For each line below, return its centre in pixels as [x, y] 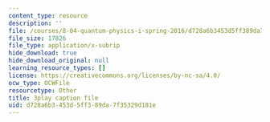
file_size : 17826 [37, 38]
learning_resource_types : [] [57, 68]
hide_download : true [43, 53]
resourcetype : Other [43, 90]
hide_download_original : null [59, 61]
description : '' [35, 23]
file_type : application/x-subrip [64, 46]
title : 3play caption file [53, 98]
